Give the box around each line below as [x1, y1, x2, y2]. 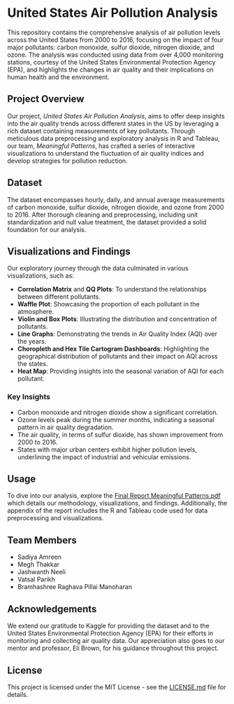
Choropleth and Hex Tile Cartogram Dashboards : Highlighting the [17, 345, 210, 353]
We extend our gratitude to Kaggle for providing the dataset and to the [7, 622, 210, 630]
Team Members [7, 534, 77, 546]
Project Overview [7, 93, 85, 105]
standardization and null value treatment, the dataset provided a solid [7, 217, 207, 226]
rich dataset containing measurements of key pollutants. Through [7, 126, 196, 135]
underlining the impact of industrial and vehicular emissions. [17, 452, 191, 461]
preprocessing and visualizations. [7, 514, 104, 522]
